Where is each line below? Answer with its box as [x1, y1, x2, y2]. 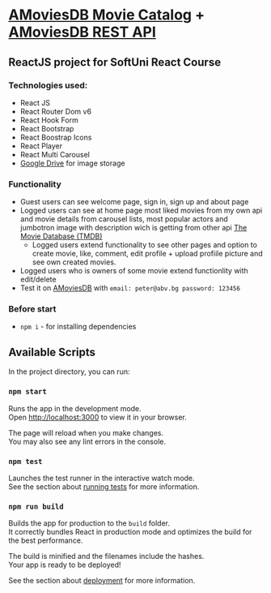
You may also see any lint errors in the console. [8, 436, 166, 446]
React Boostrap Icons [19, 132, 92, 142]
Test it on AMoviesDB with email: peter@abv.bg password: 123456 [19, 283, 241, 293]
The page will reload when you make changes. [8, 428, 164, 437]
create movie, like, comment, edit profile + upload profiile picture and [32, 249, 263, 259]
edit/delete [19, 274, 57, 285]
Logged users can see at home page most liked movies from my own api [19, 205, 263, 216]
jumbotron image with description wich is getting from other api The [19, 223, 248, 233]
